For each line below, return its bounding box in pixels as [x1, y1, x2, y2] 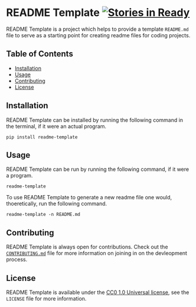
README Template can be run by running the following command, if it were [6, 166, 190, 173]
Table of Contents [6, 49, 74, 59]
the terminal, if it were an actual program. [6, 122, 107, 130]
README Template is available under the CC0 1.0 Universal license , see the [6, 289, 190, 296]
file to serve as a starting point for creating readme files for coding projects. [6, 31, 191, 38]
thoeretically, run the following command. [6, 200, 107, 207]
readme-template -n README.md [6, 212, 81, 218]
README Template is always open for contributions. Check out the [6, 243, 168, 251]
